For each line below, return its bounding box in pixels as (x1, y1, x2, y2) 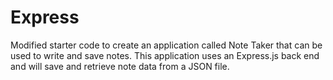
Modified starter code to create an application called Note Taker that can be (10, 39, 323, 51)
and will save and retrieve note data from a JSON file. (10, 60, 230, 72)
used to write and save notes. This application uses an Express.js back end (10, 49, 320, 61)
